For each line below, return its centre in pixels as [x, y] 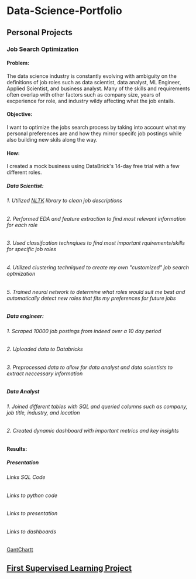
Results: [17, 448]
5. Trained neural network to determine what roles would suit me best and [96, 292]
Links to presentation [32, 513]
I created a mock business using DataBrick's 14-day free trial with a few [93, 166]
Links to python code [32, 495]
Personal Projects [39, 32]
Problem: [18, 63]
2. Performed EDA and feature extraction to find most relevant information [96, 218]
